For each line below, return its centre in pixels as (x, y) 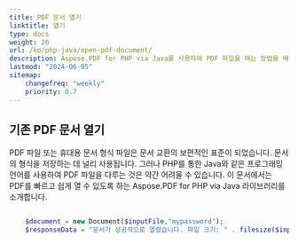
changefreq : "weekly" (65, 83)
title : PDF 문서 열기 (45, 17)
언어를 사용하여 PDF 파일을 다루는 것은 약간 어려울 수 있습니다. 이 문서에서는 (141, 175)
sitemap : (25, 75)
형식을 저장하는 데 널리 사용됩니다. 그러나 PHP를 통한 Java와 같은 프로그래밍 (151, 164)
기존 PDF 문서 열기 (57, 129)
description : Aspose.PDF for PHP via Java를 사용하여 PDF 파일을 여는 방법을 (144, 59)
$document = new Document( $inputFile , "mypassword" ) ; (125, 222)
